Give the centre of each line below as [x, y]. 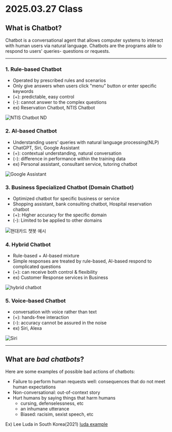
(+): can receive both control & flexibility [55, 272]
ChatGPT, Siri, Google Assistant [46, 147]
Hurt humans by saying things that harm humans [64, 398]
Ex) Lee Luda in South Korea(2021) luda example [57, 424]
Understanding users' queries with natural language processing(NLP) [86, 142]
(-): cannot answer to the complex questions [60, 102]
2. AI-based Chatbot [31, 131]
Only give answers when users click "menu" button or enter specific [85, 86]
